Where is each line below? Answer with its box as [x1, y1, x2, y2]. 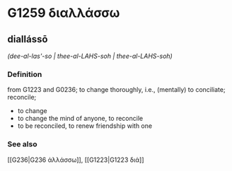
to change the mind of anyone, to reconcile [17, 114, 144, 123]
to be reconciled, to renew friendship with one [17, 122, 153, 130]
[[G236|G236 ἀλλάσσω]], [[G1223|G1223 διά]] [7, 155, 144, 164]
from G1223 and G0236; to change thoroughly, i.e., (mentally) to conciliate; [7, 85, 226, 94]
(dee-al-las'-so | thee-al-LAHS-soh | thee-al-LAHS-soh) [7, 52, 173, 60]
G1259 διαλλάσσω [7, 5, 120, 21]
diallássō [7, 33, 48, 45]
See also [7, 139, 37, 149]
